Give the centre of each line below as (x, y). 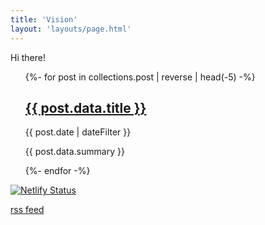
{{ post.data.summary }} (74, 152)
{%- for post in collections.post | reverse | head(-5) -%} (140, 77)
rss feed (27, 210)
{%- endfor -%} (57, 171)
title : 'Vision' (44, 19)
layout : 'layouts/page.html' (71, 29)
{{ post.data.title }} (85, 107)
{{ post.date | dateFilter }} (78, 132)
